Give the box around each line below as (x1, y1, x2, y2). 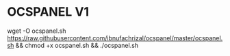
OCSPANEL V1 (7, 4, 90, 20)
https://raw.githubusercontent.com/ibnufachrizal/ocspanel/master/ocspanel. (7, 33, 223, 42)
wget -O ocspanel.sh (7, 27, 66, 35)
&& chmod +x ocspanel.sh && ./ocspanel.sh (15, 41, 139, 49)
